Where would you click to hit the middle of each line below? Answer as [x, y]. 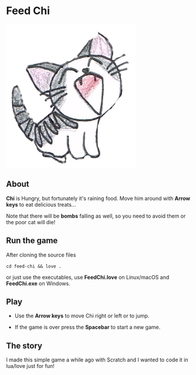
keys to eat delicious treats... [41, 204]
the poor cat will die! [31, 222]
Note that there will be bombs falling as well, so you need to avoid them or [96, 216]
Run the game [32, 241]
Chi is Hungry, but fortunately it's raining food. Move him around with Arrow [98, 198]
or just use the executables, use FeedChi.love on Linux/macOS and [88, 277]
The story [24, 345]
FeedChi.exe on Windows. [38, 283]
